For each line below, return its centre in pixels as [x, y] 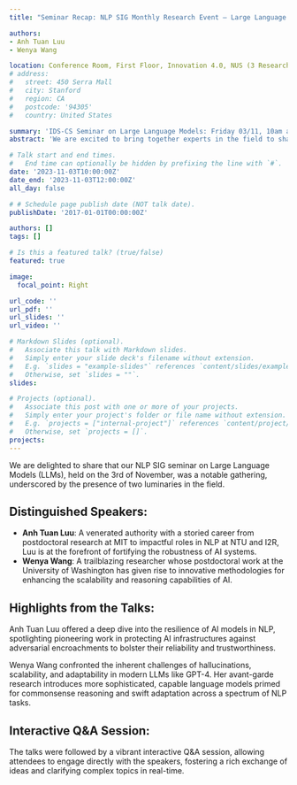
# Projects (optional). [53, 399]
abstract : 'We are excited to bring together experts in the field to [142, 139]
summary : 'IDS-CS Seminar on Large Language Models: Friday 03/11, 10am [146, 131]
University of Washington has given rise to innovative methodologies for [153, 571]
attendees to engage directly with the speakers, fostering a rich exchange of [148, 761]
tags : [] [25, 237]
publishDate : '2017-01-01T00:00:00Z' [79, 212]
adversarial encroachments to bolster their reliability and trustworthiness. [143, 648]
